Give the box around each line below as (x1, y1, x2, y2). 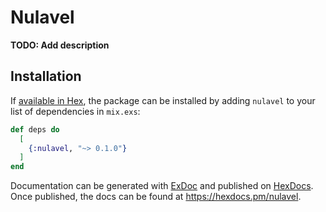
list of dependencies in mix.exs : (10, 105, 141, 117)
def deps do (10, 124, 60, 135)
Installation (10, 68, 82, 85)
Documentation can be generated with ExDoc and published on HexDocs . (10, 180, 314, 192)
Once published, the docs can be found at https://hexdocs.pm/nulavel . (10, 191, 302, 203)
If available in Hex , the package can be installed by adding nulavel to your (10, 94, 316, 106)
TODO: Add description (10, 39, 110, 51)
